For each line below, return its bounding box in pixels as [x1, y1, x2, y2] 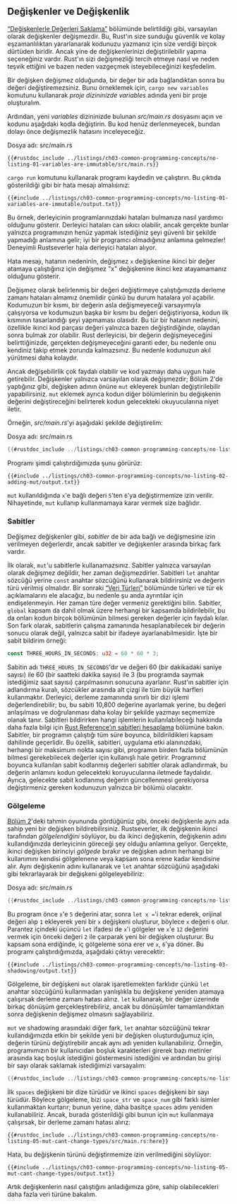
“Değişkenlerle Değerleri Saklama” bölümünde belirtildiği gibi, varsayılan [7, 24, 217, 33]
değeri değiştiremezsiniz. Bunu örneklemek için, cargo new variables [7, 83, 209, 91]
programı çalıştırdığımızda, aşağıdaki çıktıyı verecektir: [7, 948, 165, 956]
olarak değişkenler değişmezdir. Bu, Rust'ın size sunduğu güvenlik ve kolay [7, 32, 226, 40]
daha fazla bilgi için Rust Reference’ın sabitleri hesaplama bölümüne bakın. [7, 722, 224, 732]
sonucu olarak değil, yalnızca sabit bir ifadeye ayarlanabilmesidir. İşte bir [7, 628, 218, 637]
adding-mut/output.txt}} [7, 478, 80, 486]
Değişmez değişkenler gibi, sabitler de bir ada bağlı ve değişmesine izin [7, 532, 216, 540]
